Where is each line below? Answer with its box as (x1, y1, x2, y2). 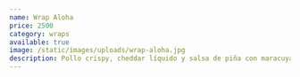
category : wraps (9, 29, 70, 38)
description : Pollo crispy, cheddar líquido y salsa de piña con (9, 54, 257, 63)
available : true (9, 37, 70, 47)
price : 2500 (9, 21, 54, 30)
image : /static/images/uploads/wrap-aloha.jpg (9, 46, 186, 55)
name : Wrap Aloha (9, 12, 74, 22)
